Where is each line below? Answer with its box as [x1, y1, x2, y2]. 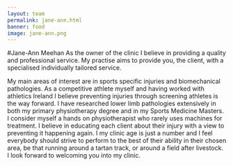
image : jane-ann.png [7, 29, 67, 37]
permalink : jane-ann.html [7, 17, 82, 24]
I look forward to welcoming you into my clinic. [7, 151, 141, 160]
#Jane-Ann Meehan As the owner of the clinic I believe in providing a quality [7, 49, 226, 57]
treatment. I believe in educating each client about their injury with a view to [7, 121, 225, 130]
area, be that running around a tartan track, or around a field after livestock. [7, 144, 224, 152]
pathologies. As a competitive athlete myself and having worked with [7, 84, 205, 93]
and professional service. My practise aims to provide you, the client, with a [7, 56, 224, 65]
